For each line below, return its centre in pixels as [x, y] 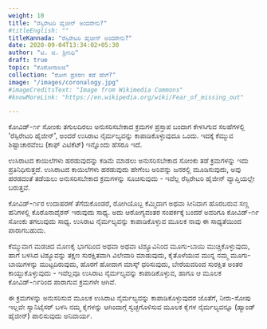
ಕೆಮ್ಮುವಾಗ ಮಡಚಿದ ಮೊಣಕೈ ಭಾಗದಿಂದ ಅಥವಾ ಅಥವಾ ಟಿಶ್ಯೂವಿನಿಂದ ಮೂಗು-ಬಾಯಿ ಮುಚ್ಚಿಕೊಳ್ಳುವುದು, [129, 246]
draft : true [28, 61]
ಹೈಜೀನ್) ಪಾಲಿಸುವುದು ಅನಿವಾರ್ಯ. [51, 316]
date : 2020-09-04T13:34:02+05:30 [64, 45]
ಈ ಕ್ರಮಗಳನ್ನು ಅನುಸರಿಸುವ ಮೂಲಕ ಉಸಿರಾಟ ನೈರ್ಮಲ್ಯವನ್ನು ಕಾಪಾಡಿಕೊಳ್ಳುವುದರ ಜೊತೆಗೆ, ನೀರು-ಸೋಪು [130, 298]
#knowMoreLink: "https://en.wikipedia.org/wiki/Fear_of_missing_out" [126, 97]
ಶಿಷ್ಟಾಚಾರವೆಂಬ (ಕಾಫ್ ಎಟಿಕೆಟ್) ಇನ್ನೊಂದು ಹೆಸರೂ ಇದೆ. [75, 145]
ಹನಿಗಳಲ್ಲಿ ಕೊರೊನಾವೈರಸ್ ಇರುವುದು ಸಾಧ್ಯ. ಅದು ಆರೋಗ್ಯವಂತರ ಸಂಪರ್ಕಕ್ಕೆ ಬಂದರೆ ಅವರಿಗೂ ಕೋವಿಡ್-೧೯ [134, 213]
